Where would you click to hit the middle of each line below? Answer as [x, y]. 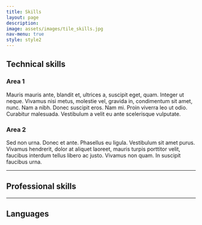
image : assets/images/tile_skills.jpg [55, 29]
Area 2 [16, 129]
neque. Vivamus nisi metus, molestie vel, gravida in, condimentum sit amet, [99, 101]
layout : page [23, 17]
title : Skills [24, 12]
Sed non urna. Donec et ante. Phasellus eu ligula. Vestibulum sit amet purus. [101, 142]
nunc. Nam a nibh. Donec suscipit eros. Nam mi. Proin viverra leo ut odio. [97, 107]
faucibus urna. [24, 162]
